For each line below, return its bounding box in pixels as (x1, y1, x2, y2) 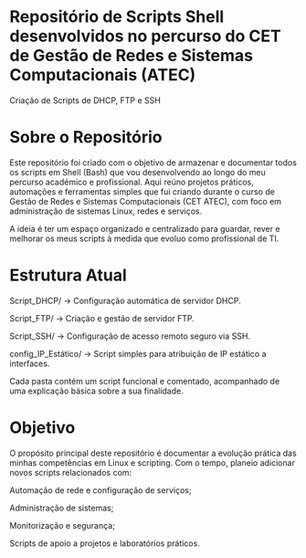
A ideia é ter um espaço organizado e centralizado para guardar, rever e (9, 223, 280, 234)
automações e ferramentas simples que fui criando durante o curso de (9, 185, 276, 197)
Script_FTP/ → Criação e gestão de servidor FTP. (9, 312, 195, 323)
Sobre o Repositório (9, 127, 163, 148)
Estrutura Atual (9, 265, 128, 286)
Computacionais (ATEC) (9, 65, 196, 86)
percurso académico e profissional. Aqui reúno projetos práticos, (9, 176, 254, 187)
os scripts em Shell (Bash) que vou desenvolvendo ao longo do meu (9, 166, 267, 177)
